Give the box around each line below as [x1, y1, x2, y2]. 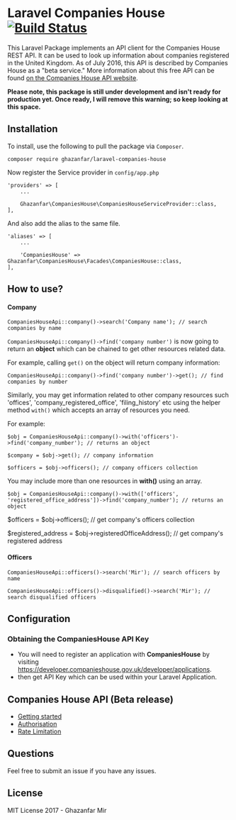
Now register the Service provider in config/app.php [7, 168, 159, 177]
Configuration [7, 612, 71, 625]
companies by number [7, 378, 69, 386]
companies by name [7, 325, 62, 332]
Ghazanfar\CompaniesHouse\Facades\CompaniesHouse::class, [7, 257, 182, 265]
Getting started [17, 712, 62, 721]
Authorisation [17, 720, 57, 728]
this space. [7, 102, 41, 111]
